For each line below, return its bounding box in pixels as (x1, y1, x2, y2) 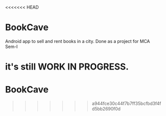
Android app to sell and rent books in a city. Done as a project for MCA (5, 38, 151, 44)
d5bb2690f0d (92, 106, 121, 112)
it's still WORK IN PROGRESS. (5, 61, 129, 72)
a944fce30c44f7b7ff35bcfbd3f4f (92, 100, 162, 106)
